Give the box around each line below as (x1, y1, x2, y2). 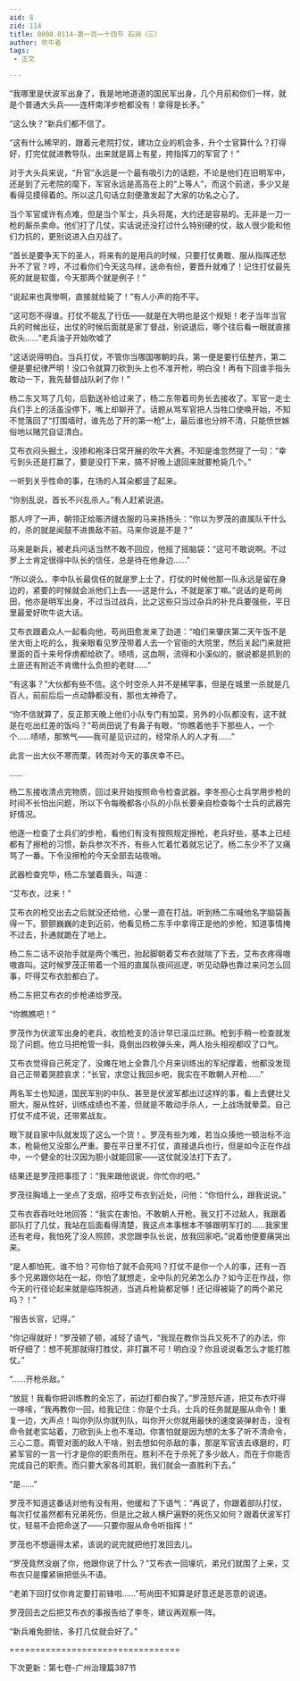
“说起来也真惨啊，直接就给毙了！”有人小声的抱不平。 (9, 291, 204, 302)
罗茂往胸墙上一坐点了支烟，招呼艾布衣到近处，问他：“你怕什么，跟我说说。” (9, 1190, 287, 1200)
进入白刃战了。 (71, 231, 127, 241)
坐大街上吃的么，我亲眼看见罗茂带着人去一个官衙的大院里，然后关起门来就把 (9, 638, 291, 648)
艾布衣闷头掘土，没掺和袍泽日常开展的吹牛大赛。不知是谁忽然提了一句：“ (9, 446, 279, 456)
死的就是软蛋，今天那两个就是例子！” (9, 272, 146, 282)
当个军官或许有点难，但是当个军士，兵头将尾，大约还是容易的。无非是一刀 (9, 209, 283, 219)
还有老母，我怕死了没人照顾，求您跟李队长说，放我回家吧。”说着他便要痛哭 (9, 1231, 283, 1242)
